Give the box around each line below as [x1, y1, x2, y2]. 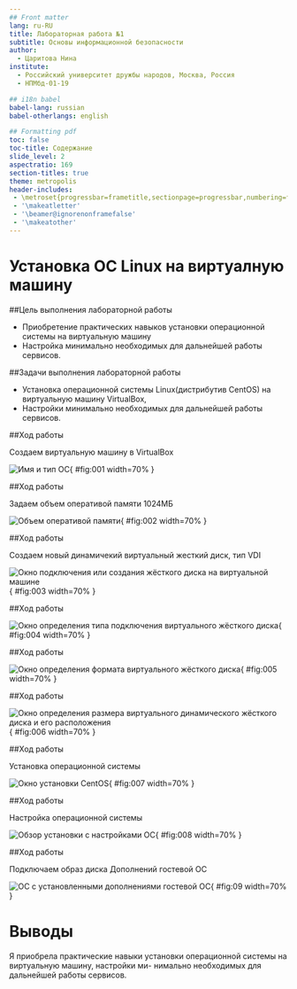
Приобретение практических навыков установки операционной [21, 321, 265, 332]
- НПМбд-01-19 [17, 79, 69, 88]
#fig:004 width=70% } [9, 629, 91, 640]
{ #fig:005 [240, 664, 278, 674]
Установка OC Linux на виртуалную [9, 256, 285, 276]
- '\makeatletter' [12, 201, 81, 211]
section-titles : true [9, 168, 89, 177]
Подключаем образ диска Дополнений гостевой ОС [9, 863, 208, 874]
